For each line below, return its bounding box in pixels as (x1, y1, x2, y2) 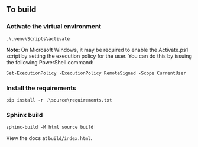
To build (6, 5, 37, 15)
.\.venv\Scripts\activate (6, 35, 70, 42)
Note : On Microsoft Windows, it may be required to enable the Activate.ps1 (6, 46, 189, 53)
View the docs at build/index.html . (6, 135, 93, 142)
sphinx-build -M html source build (6, 124, 94, 130)
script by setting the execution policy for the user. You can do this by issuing (6, 53, 192, 60)
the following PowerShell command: (6, 58, 94, 66)
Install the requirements (6, 84, 76, 92)
